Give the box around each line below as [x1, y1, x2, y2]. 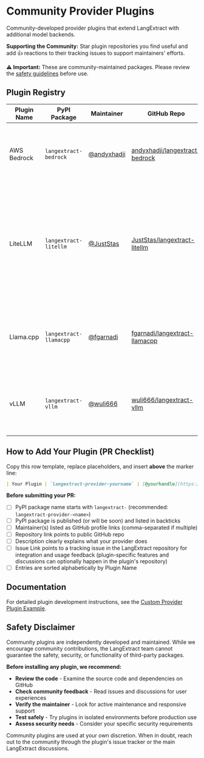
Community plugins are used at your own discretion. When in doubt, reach [6, 731, 192, 739]
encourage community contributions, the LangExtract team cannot [6, 645, 173, 652]
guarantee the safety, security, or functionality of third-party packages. [6, 651, 185, 658]
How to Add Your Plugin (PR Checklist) [6, 447, 155, 457]
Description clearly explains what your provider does [15, 537, 148, 544]
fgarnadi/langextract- [131, 329, 194, 337]
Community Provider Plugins [6, 4, 155, 18]
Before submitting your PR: [6, 492, 76, 499]
